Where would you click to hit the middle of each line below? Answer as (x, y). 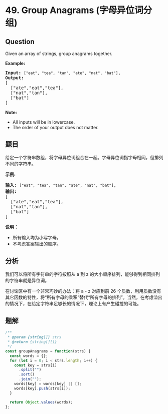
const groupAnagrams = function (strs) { (48, 351)
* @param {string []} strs (34, 337)
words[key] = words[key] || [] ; (48, 384)
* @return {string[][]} (32, 342)
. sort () (27, 374)
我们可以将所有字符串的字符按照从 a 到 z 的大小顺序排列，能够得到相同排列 (83, 274)
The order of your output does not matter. (55, 127)
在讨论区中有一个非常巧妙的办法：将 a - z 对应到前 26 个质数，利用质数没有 (83, 291)
